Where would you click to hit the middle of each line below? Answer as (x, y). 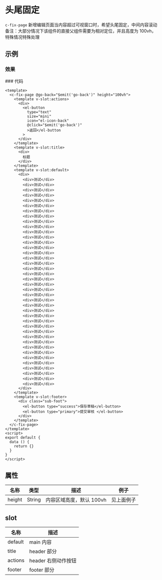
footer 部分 (42, 570)
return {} (24, 446)
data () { (19, 442)
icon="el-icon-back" (48, 121)
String (34, 500)
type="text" (39, 112)
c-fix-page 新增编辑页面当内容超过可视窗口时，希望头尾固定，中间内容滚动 (81, 25)
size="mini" (39, 116)
